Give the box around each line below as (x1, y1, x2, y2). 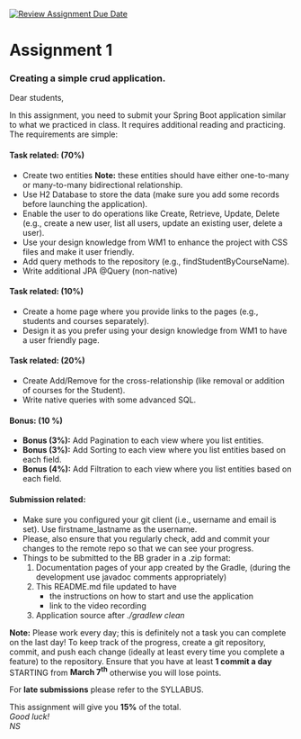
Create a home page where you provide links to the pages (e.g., (22, 306, 259, 317)
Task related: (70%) (9, 149, 85, 161)
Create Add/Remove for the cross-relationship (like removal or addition (22, 375, 285, 386)
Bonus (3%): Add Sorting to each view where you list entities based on (22, 445, 286, 455)
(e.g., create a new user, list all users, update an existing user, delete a (22, 217, 283, 229)
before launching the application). (22, 198, 148, 209)
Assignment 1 (9, 41, 113, 60)
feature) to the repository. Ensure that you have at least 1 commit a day (9, 655, 272, 666)
